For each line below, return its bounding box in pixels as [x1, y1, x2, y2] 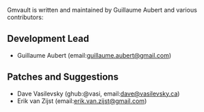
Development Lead [7, 33, 90, 45]
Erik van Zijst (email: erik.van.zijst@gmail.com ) [16, 96, 147, 105]
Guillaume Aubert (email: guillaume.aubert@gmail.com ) [16, 51, 172, 59]
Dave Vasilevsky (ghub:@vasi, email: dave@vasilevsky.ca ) [16, 89, 180, 98]
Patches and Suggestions [7, 71, 118, 83]
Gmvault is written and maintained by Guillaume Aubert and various [7, 6, 197, 14]
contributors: [7, 13, 44, 21]
